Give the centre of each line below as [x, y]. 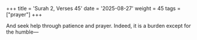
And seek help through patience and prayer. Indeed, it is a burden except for [98, 26]
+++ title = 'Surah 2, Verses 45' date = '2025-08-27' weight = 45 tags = [94, 8]
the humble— [22, 32]
